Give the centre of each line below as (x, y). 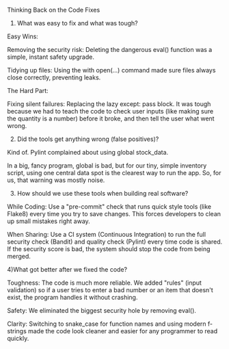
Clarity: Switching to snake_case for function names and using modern (107, 324)
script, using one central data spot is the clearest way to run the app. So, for (114, 173)
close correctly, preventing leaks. (54, 77)
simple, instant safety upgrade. (51, 57)
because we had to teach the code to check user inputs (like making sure (110, 111)
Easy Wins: (23, 36)
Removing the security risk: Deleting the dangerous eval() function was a (110, 50)
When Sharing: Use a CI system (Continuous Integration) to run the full (107, 234)
